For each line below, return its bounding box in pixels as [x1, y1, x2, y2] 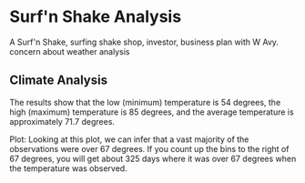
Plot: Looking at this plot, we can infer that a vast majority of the [9, 134, 249, 145]
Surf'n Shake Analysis [9, 6, 182, 27]
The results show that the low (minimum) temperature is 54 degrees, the [9, 97, 281, 107]
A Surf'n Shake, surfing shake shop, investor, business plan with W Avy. [9, 36, 280, 47]
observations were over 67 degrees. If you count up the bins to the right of [9, 143, 290, 154]
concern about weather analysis [9, 46, 130, 56]
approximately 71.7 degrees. [9, 116, 116, 127]
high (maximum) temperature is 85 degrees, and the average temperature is [9, 107, 294, 117]
